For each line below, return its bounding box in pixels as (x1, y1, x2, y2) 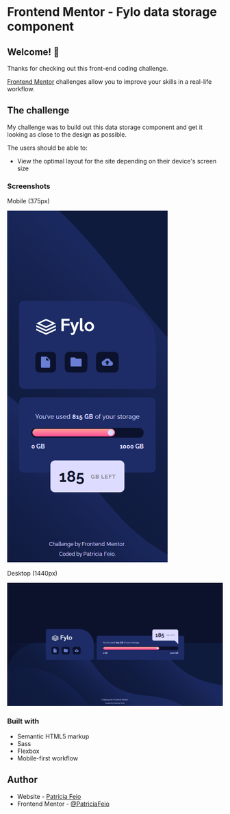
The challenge (7, 104, 70, 117)
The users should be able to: (7, 144, 88, 152)
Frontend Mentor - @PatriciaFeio (16, 800, 110, 808)
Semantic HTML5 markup (16, 732, 90, 740)
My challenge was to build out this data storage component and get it (7, 123, 203, 131)
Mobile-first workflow (16, 754, 79, 762)
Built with (7, 716, 40, 726)
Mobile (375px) (7, 197, 50, 205)
